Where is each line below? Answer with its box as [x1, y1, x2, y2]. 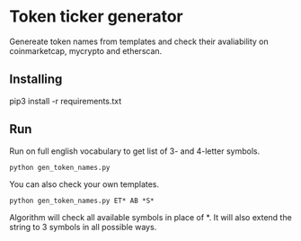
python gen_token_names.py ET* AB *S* [9, 196, 155, 205]
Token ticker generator [9, 6, 183, 27]
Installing [9, 72, 63, 87]
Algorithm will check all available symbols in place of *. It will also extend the [9, 211, 292, 222]
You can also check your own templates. [9, 178, 160, 190]
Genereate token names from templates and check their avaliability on [9, 36, 270, 47]
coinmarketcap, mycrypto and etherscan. [9, 45, 163, 56]
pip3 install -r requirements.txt [9, 95, 122, 106]
